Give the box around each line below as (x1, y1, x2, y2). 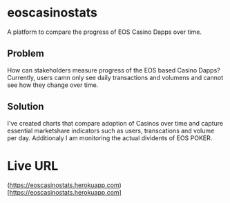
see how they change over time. (7, 81, 99, 89)
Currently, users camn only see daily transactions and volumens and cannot (7, 73, 223, 81)
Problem (7, 48, 45, 59)
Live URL (7, 157, 59, 173)
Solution (7, 101, 44, 113)
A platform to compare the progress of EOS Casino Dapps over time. (7, 28, 202, 36)
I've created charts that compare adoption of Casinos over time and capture (7, 119, 224, 127)
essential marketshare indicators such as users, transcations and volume (7, 126, 215, 135)
